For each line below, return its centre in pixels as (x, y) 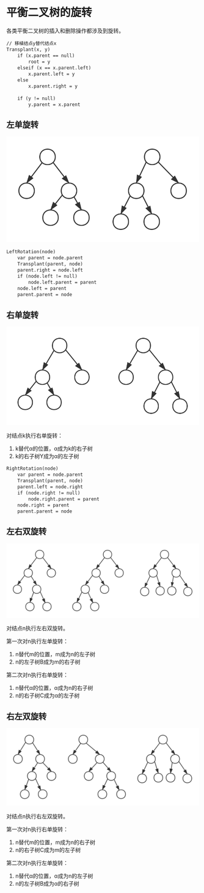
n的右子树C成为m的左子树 (48, 850)
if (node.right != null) (49, 493)
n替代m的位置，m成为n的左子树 (55, 654)
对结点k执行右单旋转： (35, 435)
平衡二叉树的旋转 (49, 13)
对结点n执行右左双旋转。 (38, 817)
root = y (39, 62)
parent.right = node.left (50, 270)
